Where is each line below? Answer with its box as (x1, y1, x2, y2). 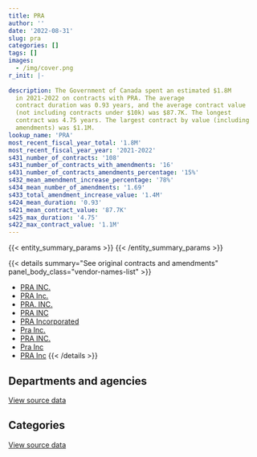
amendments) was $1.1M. (15, 124, 95, 132)
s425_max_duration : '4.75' (8, 214, 99, 222)
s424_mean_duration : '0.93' (8, 198, 103, 206)
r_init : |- (8, 71, 45, 80)
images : (8, 57, 35, 65)
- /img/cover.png (15, 64, 74, 72)
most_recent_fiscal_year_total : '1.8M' (8, 138, 142, 147)
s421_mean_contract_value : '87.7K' (8, 206, 128, 214)
